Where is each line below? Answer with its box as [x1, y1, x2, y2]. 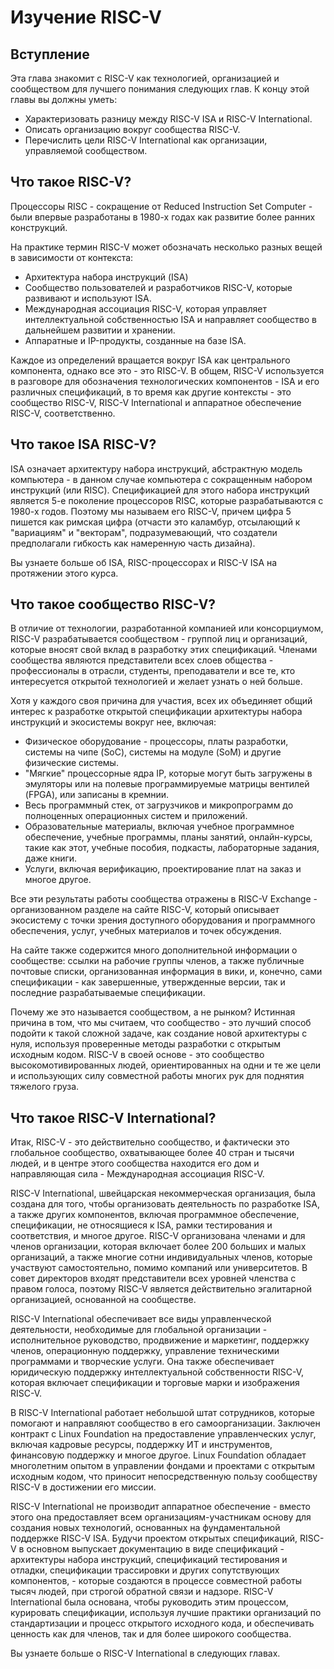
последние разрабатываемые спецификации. [10, 987, 206, 999]
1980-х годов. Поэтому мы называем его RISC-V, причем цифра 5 [10, 505, 292, 517]
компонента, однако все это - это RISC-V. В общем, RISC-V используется [10, 364, 325, 376]
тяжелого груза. [10, 1081, 80, 1093]
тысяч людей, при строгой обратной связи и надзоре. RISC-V [10, 1586, 274, 1598]
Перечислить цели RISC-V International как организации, [24, 134, 268, 146]
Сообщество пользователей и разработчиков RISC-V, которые [24, 281, 293, 293]
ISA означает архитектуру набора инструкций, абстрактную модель [10, 462, 303, 475]
